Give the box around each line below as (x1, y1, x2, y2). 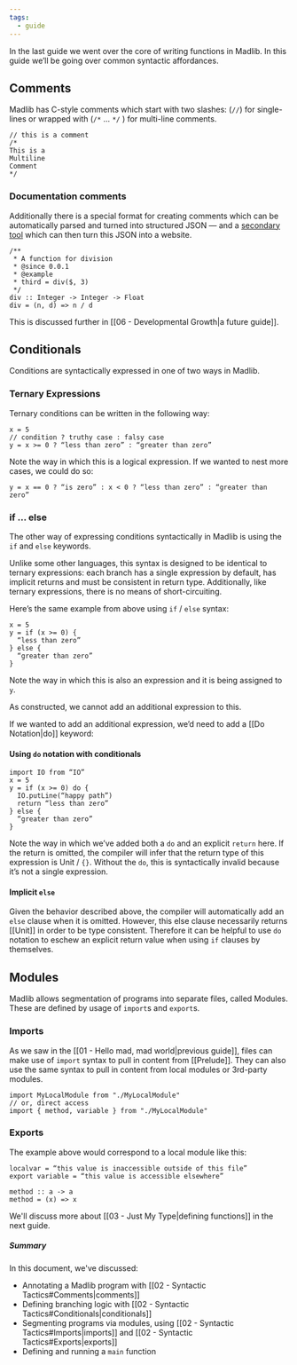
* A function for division (12, 254, 113, 263)
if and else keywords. (9, 540, 91, 551)
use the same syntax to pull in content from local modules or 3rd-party (9, 1064, 268, 1075)
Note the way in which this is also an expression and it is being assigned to (9, 675, 283, 686)
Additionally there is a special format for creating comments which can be (9, 210, 279, 221)
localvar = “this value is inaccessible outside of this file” (9, 1164, 248, 1172)
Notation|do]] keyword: (9, 729, 95, 739)
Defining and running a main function (21, 1345, 157, 1356)
